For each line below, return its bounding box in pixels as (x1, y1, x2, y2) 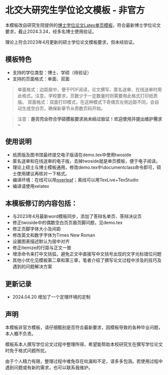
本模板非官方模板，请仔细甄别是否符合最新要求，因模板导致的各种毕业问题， (5, 324, 163, 330)
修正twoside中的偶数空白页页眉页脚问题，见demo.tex (12, 219, 123, 226)
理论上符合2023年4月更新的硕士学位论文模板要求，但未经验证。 (5, 39, 137, 45)
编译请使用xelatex (12, 183, 49, 189)
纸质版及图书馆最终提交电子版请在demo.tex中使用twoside (12, 152, 131, 158)
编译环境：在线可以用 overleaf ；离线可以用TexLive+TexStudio (12, 177, 139, 183)
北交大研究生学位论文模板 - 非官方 (5, 5, 145, 16)
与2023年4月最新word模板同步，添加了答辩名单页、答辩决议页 (12, 213, 142, 219)
